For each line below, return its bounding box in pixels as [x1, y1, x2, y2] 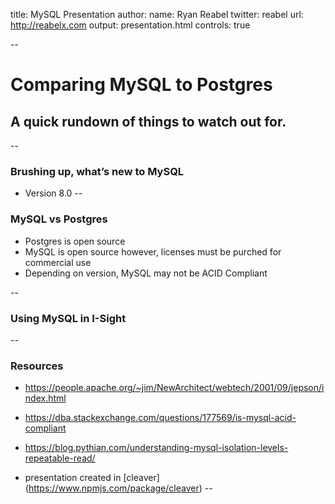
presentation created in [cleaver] [24, 472, 160, 484]
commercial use [24, 256, 92, 268]
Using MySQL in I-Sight [10, 311, 127, 325]
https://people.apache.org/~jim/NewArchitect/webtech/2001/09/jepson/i [24, 382, 325, 394]
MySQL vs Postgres [10, 212, 108, 226]
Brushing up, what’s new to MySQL [10, 164, 185, 178]
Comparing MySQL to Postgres [10, 74, 273, 96]
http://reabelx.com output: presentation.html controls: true [10, 19, 251, 31]
